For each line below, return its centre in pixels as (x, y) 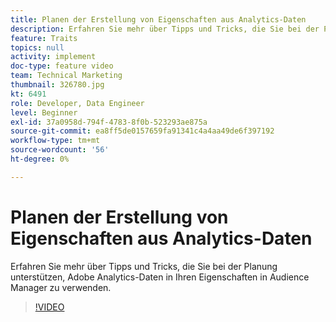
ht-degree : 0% (40, 159)
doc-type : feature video (62, 66)
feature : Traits (44, 38)
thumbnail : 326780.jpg (57, 85)
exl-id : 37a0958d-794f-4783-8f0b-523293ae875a (109, 122)
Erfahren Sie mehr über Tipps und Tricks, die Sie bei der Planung (144, 266)
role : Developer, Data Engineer (77, 103)
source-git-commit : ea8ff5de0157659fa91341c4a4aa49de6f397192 (142, 131)
